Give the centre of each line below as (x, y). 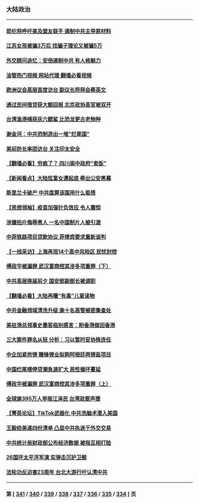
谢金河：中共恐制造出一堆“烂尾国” (48, 134)
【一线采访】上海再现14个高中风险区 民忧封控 (62, 251)
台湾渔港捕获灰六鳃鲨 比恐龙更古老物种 (54, 119)
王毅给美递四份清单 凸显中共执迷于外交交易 (59, 428)
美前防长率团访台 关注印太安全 (43, 148)
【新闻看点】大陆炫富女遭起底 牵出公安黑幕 (59, 178)
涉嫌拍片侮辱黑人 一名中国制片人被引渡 (54, 222)
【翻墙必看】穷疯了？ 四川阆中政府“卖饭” (56, 163)
